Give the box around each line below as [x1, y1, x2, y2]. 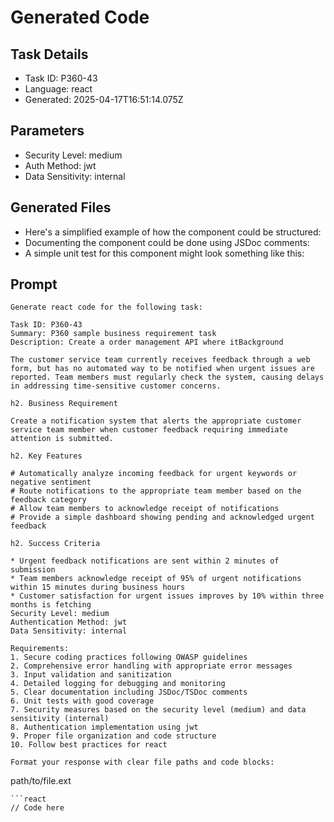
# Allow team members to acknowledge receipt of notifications [10, 504, 280, 514]
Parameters [10, 122, 85, 140]
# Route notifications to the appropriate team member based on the [10, 486, 302, 496]
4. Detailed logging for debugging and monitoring [10, 679, 226, 689]
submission [10, 565, 56, 575]
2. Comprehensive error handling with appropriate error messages [10, 661, 293, 671]
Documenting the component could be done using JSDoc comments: [24, 236, 310, 248]
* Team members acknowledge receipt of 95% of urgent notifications [10, 574, 302, 584]
